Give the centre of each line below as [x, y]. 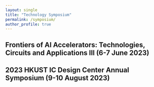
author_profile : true [28, 24]
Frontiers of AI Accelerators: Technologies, [75, 45]
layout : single [21, 10]
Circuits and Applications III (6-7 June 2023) [77, 53]
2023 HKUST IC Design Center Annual [67, 70]
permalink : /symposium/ [31, 19]
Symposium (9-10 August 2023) [58, 78]
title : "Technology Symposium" [39, 15]
